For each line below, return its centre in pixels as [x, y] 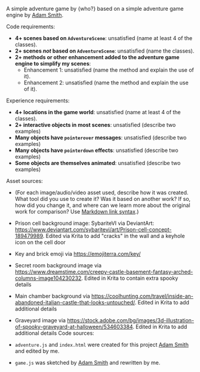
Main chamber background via [53, 296]
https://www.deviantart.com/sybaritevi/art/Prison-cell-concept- [93, 229]
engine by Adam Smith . [35, 15]
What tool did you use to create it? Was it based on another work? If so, [103, 199]
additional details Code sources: [54, 333]
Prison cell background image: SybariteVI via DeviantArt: [84, 223]
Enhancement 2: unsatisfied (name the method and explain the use [106, 83]
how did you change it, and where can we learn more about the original [102, 205]
